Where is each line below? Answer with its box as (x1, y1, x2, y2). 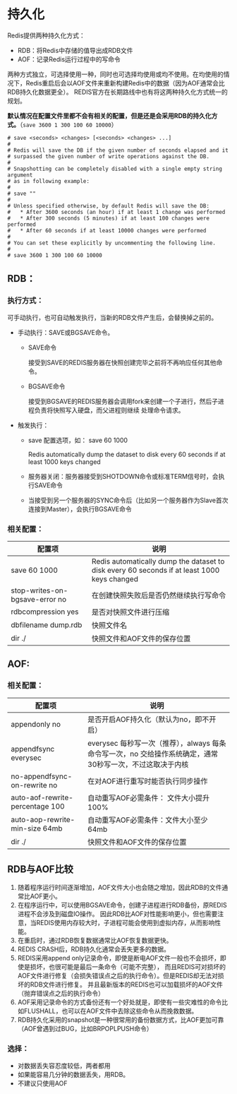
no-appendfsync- (11, 771, 73, 781)
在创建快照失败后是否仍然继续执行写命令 (91, 590, 226, 600)
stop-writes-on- (11, 585, 68, 595)
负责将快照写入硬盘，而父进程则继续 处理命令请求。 (34, 405, 185, 414)
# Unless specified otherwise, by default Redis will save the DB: (7, 202, 210, 209)
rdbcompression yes (11, 607, 79, 617)
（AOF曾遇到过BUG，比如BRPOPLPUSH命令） (17, 1025, 153, 1033)
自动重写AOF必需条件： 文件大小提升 (87, 792, 210, 802)
